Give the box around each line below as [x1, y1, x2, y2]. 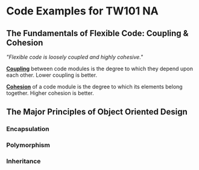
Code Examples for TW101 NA [6, 4, 159, 18]
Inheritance [6, 157, 41, 166]
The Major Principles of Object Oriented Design [6, 107, 188, 117]
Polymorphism [6, 141, 50, 150]
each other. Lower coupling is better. [6, 71, 98, 79]
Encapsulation [6, 125, 49, 133]
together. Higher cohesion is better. [6, 90, 95, 97]
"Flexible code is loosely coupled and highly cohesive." [6, 53, 144, 61]
